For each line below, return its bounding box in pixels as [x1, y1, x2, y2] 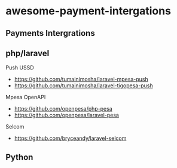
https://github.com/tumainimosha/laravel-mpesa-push [14, 76, 148, 83]
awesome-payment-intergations [5, 4, 172, 18]
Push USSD [5, 64, 34, 71]
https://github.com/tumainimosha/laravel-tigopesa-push [14, 82, 153, 89]
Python [5, 152, 33, 162]
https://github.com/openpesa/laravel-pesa [14, 112, 119, 119]
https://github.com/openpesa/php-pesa [14, 105, 113, 112]
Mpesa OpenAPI [5, 94, 46, 101]
